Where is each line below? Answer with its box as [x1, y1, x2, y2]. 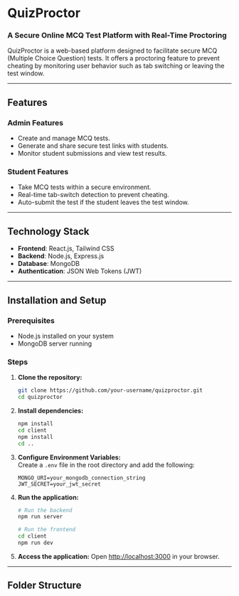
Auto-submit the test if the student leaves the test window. [17, 198, 190, 207]
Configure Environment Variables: [17, 453, 121, 462]
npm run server [17, 513, 63, 521]
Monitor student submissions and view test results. [17, 149, 167, 158]
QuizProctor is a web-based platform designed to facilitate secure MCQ [7, 46, 218, 55]
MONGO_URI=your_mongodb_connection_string [17, 474, 146, 481]
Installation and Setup [7, 294, 107, 307]
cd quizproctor [17, 393, 63, 401]
